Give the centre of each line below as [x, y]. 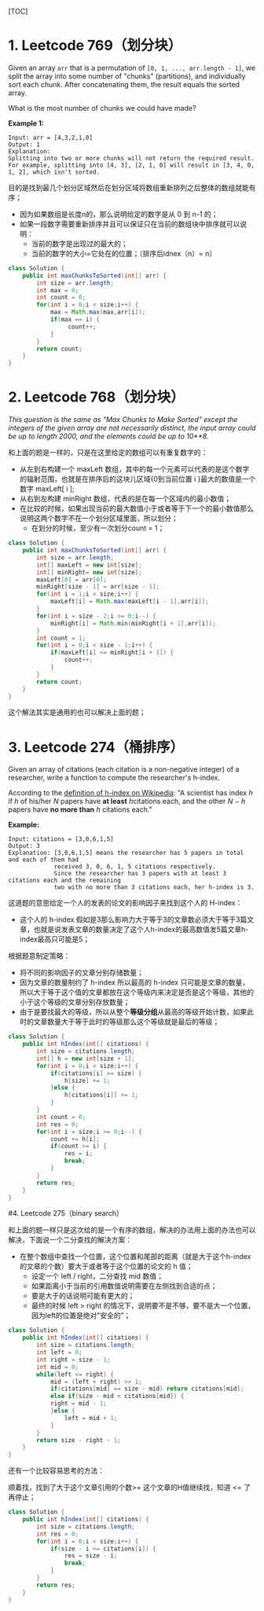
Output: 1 [24, 145]
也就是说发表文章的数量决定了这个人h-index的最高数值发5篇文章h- [141, 930]
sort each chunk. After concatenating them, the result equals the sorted [124, 84]
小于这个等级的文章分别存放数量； [75, 1002]
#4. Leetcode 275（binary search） [66, 1213]
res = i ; [78, 1154]
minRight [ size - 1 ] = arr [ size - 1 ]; [98, 587]
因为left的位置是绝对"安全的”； [81, 1316]
